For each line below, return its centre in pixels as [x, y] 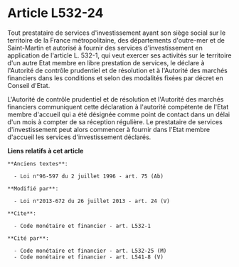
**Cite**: [22, 213]
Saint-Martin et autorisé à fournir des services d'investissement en [105, 48]
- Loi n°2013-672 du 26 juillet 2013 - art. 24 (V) [92, 201]
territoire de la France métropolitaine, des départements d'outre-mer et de [116, 40]
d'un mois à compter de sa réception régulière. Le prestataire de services [115, 121]
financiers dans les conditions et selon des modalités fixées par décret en [115, 78]
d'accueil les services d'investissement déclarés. [79, 137]
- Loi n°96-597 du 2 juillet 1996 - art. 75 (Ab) [89, 176]
